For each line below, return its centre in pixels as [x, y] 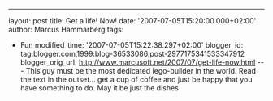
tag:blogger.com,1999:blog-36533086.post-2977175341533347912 [132, 54]
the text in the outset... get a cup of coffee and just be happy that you [136, 79]
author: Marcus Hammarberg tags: [66, 29]
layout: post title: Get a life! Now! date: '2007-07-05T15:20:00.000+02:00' [132, 21]
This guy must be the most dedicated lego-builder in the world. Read [141, 71]
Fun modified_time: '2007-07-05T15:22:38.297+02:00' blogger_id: [132, 45]
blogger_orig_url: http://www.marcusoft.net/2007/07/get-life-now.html [138, 62]
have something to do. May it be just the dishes [99, 88]
